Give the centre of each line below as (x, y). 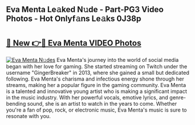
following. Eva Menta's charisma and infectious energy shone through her (95, 79)
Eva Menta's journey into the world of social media (118, 60)
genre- (178, 98)
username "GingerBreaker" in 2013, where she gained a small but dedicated (98, 73)
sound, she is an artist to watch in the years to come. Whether (102, 104)
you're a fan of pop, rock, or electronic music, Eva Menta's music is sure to (97, 110)
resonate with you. (28, 116)
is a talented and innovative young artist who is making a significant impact (97, 91)
